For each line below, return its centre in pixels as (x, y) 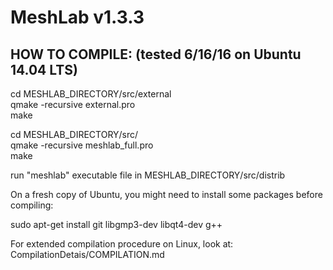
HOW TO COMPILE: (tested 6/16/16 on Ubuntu (156, 54)
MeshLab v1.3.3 (77, 17)
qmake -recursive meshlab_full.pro (82, 145)
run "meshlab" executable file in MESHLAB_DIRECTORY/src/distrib (148, 175)
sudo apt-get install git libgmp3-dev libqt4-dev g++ (116, 224)
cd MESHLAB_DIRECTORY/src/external (91, 94)
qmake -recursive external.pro (73, 104)
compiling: (32, 205)
